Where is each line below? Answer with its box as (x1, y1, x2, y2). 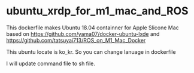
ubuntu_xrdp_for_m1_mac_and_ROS (6, 4, 189, 18)
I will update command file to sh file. (6, 60, 96, 67)
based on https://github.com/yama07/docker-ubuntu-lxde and (6, 30, 160, 37)
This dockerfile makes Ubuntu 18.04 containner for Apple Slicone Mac (6, 24, 180, 31)
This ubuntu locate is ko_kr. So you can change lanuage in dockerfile (6, 48, 176, 55)
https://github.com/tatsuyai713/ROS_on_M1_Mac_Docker (6, 36, 146, 44)
